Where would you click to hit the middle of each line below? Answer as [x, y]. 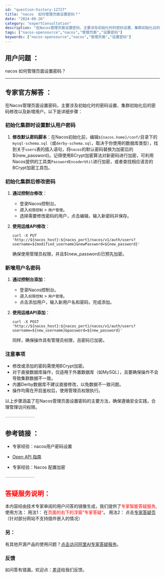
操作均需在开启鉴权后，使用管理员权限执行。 [57, 390]
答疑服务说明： [28, 493]
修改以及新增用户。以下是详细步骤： [46, 111]
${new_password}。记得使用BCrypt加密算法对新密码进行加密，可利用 [83, 155]
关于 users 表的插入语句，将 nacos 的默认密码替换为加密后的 [75, 149]
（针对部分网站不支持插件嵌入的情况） [44, 519]
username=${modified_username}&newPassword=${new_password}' [76, 244]
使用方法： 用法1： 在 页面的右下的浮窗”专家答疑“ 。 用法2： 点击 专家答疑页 [81, 512]
